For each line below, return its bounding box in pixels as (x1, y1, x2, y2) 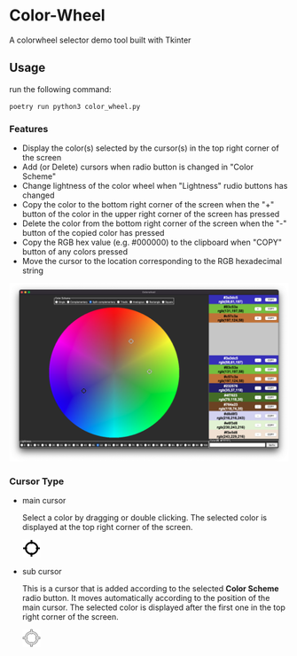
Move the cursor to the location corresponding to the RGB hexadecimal (21, 256, 282, 267)
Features (9, 122, 49, 135)
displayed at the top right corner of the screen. (21, 522, 193, 533)
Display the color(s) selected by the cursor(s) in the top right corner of (21, 143, 279, 153)
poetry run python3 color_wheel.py (9, 102, 141, 111)
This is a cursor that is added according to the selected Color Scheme (21, 583, 279, 594)
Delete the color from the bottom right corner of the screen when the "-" (21, 218, 287, 229)
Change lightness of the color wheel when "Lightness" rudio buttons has (21, 181, 288, 191)
